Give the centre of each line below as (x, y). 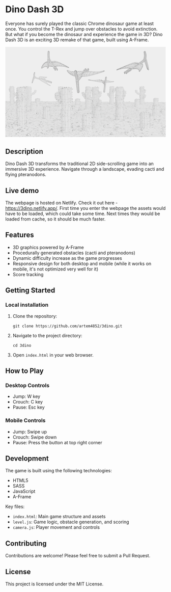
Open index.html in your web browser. (53, 355)
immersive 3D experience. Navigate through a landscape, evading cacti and (85, 169)
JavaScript (24, 491)
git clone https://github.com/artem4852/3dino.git (67, 326)
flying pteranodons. (26, 175)
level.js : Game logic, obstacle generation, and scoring (71, 522)
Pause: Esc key (28, 407)
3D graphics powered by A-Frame (48, 247)
